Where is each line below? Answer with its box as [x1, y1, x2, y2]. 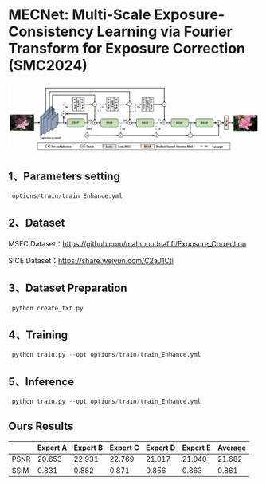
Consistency [8, 22, 94, 41]
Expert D [146, 443, 176, 452]
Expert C [109, 443, 139, 452]
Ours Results [8, 420, 74, 433]
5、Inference [8, 375, 74, 388]
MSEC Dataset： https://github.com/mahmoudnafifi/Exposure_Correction [8, 239, 247, 248]
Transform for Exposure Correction [8, 40, 245, 57]
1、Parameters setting [8, 169, 121, 183]
